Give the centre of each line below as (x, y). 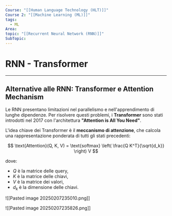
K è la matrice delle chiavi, (40, 176)
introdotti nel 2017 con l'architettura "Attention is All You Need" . (73, 120)
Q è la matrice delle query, (40, 171)
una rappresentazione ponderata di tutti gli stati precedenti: (68, 136)
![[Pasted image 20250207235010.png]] (48, 198)
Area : (11, 29)
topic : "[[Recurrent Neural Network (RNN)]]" (55, 34)
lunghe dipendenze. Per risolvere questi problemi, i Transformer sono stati (84, 115)
